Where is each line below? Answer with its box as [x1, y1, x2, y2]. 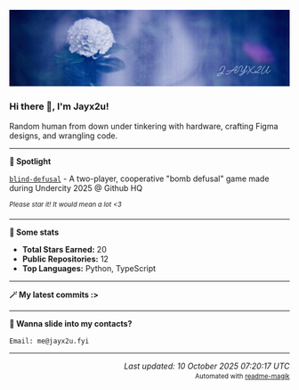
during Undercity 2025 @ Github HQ [9, 182, 143, 193]
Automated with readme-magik [195, 372, 290, 381]
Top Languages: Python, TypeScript [21, 263, 157, 274]
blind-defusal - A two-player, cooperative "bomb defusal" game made [9, 173, 270, 184]
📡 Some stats [9, 227, 60, 237]
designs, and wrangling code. [9, 130, 118, 141]
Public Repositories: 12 [21, 253, 109, 264]
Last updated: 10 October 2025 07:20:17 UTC [124, 361, 290, 371]
